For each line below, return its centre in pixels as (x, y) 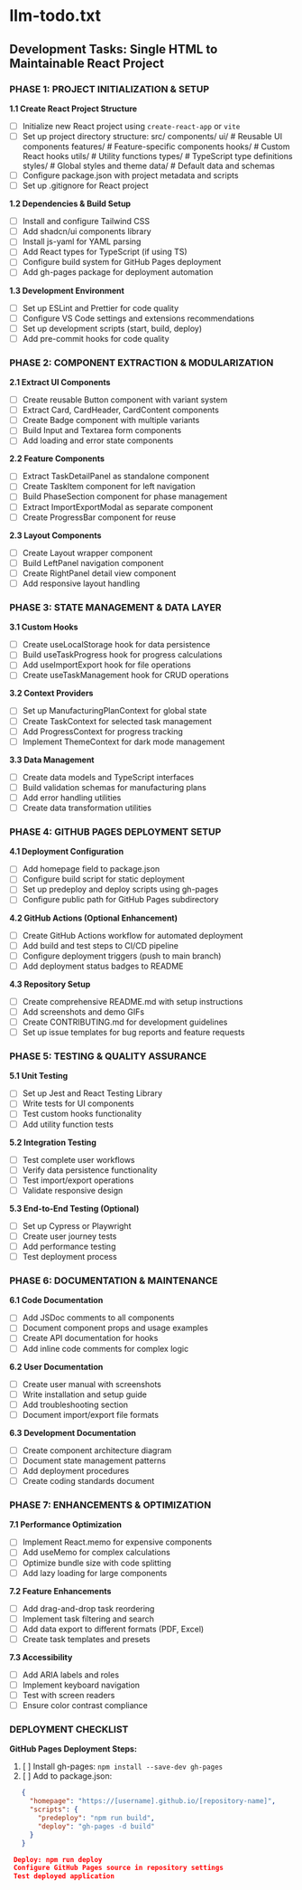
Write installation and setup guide (84, 1394)
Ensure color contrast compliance (85, 1706)
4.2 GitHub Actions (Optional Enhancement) (94, 918)
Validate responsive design (73, 1190)
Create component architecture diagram (97, 1450)
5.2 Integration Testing (53, 1142)
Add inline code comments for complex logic (105, 1348)
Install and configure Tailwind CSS (86, 222)
